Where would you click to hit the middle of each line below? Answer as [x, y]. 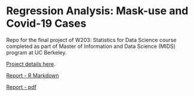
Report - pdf [21, 87]
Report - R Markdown [33, 75]
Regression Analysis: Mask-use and [97, 11]
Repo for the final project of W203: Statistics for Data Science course [91, 40]
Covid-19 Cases [46, 23]
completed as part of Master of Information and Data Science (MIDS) [91, 46]
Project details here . [31, 64]
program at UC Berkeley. [36, 52]
